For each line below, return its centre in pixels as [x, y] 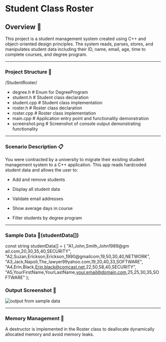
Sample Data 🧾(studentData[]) [42, 235]
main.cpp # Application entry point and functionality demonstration [81, 119]
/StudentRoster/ [21, 83]
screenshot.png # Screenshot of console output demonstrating [76, 124]
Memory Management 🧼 [35, 318]
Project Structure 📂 [28, 72]
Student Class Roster [49, 9]
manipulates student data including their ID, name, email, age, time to [75, 49]
